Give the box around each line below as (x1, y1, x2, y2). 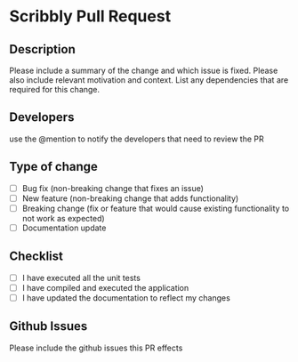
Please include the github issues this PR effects (9, 342, 183, 353)
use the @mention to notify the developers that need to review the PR (9, 133, 264, 144)
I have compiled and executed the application (21, 282, 189, 293)
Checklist (9, 249, 64, 264)
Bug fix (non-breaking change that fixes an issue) (21, 182, 205, 193)
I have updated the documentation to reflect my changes (21, 292, 231, 303)
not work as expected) (21, 213, 105, 223)
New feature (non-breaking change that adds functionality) (21, 193, 239, 204)
